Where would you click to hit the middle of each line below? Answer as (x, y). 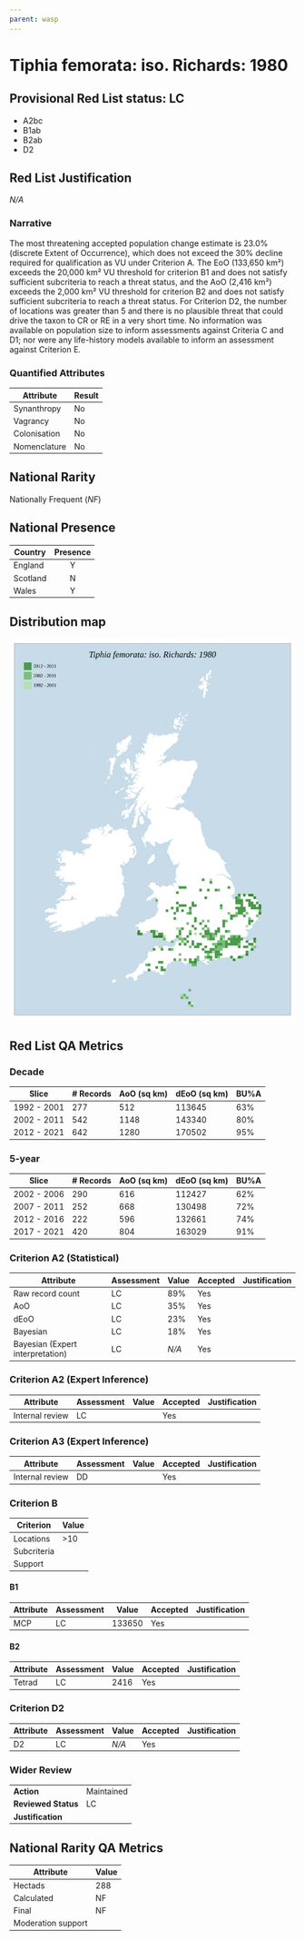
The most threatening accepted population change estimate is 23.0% (139, 243)
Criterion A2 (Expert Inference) (79, 1380)
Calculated (34, 1897)
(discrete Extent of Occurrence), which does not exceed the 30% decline (146, 252)
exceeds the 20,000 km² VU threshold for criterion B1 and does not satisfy (148, 272)
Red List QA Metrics (67, 1046)
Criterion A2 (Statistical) (64, 1258)
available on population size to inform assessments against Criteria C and (147, 330)
